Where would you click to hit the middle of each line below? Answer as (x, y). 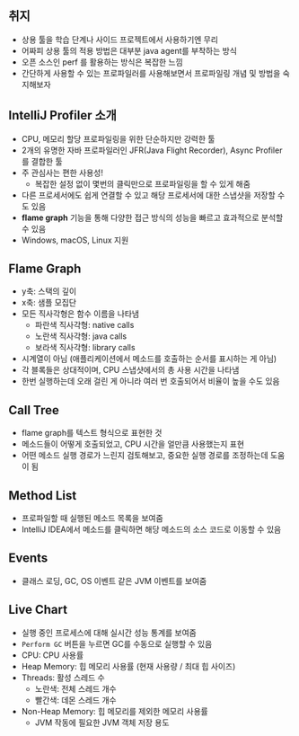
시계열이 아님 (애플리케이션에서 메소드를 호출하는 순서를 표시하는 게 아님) (149, 359)
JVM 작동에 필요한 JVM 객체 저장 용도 (102, 723)
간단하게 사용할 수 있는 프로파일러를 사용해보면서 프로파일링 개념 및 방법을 (151, 73)
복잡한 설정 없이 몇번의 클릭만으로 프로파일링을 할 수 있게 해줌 (142, 183)
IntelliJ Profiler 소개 (63, 115)
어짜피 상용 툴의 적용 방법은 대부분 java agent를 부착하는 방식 (129, 50)
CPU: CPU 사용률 (53, 655)
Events (28, 559)
